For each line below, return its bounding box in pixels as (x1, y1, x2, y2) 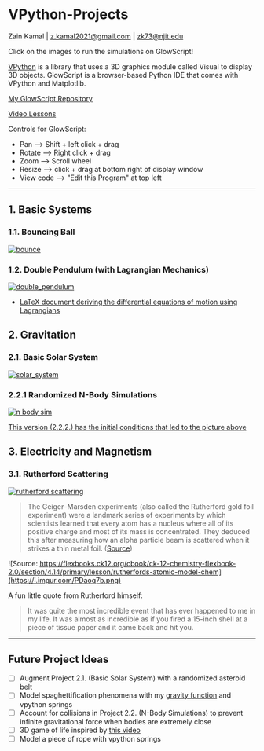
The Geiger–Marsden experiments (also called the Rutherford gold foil (27, 501, 254, 511)
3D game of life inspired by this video (19, 725, 141, 735)
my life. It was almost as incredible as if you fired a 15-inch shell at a (27, 614, 248, 624)
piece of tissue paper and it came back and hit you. (27, 622, 194, 632)
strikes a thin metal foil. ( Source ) (27, 544, 133, 553)
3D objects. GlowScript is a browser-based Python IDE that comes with (8, 70, 239, 79)
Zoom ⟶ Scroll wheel (19, 156, 92, 166)
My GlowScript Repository (8, 93, 93, 103)
